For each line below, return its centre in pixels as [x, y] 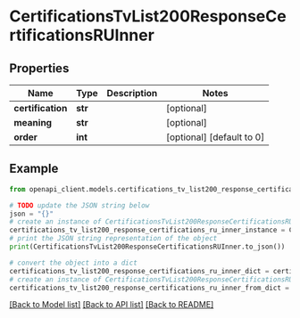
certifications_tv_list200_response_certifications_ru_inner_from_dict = [150, 288]
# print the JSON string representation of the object [113, 239]
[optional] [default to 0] [216, 137]
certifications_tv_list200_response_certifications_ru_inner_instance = [147, 230]
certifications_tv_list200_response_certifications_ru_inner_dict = [139, 271]
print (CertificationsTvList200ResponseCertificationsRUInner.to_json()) [147, 247]
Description [132, 93]
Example [34, 169]
